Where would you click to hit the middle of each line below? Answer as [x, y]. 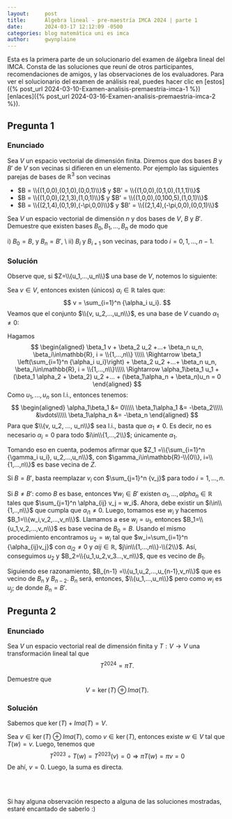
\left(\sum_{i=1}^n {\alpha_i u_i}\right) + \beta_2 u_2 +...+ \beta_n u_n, [117, 361]
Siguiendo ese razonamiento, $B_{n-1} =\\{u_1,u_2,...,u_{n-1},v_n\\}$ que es [114, 571]
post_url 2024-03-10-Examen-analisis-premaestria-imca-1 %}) [110, 89]
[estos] [215, 81]
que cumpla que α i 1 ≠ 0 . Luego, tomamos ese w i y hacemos [121, 511]
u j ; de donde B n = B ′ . [37, 588]
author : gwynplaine [42, 40]
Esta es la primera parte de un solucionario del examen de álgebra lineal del [116, 59]
